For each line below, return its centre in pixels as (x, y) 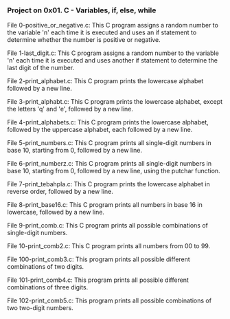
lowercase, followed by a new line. (56, 212)
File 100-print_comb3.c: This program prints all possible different (99, 259)
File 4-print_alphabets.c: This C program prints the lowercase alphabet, (108, 122)
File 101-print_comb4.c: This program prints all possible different (98, 280)
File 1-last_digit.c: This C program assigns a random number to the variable (113, 53)
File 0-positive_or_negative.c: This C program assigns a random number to (113, 25)
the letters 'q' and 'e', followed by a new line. (70, 109)
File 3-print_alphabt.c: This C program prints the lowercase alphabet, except (115, 102)
